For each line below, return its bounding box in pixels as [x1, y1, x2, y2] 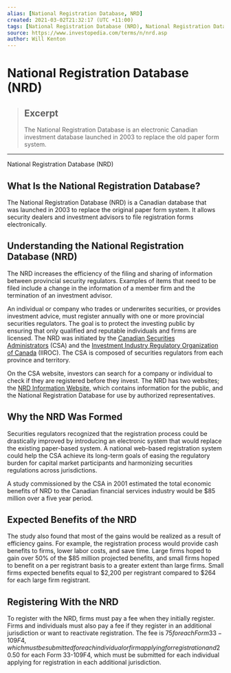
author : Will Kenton [7, 36, 67, 43]
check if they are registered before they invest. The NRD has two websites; [7, 376, 220, 384]
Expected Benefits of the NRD [7, 514, 137, 526]
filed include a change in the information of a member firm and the [7, 284, 195, 292]
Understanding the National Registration [7, 240, 184, 252]
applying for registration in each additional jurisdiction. [7, 659, 162, 667]
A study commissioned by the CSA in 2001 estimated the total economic [7, 479, 212, 488]
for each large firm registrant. [7, 576, 91, 584]
